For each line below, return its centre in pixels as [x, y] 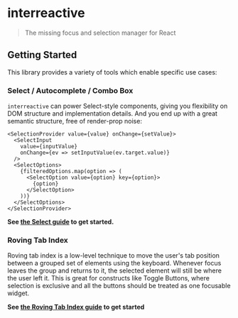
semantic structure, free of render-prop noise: [75, 121]
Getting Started [42, 55]
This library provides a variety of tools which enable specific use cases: [112, 72]
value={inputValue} [49, 147]
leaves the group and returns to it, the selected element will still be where [115, 270]
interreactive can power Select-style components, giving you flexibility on [118, 106]
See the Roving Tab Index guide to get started [76, 307]
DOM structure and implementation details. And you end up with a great [113, 114]
